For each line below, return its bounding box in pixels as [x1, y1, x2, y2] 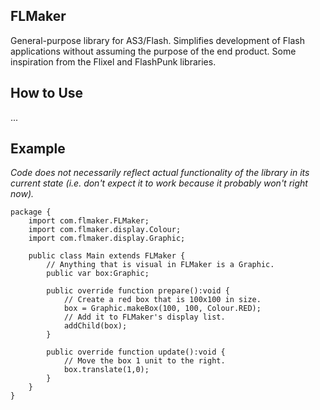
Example [10, 140, 66, 158]
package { [10, 207, 52, 218]
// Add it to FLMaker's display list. [63, 312, 226, 323]
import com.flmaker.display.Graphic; [28, 234, 186, 244]
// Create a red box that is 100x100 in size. [63, 295, 262, 305]
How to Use [10, 85, 84, 102]
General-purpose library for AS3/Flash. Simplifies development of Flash [10, 34, 305, 46]
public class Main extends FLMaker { [28, 251, 186, 261]
